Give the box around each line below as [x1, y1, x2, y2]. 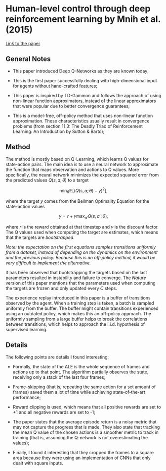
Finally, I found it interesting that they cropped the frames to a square [12, 449, 154, 455]
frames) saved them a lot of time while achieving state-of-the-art [12, 389, 145, 395]
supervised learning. [5, 326, 47, 332]
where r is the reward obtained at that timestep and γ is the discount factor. [5, 224, 159, 230]
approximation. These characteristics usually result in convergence [12, 118, 150, 124]
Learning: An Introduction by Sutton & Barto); [12, 128, 105, 134]
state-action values [5, 204, 45, 210]
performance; [12, 394, 41, 400]
